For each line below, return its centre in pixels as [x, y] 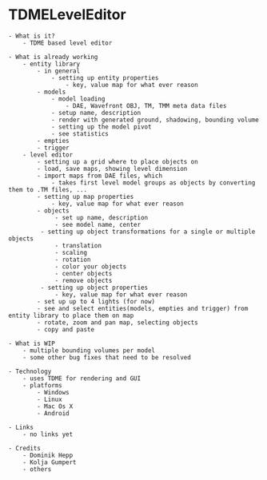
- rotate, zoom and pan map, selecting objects [118, 322]
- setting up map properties [86, 196]
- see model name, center [98, 224]
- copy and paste [66, 329]
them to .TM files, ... [48, 189]
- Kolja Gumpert [50, 462]
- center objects [84, 273]
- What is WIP [32, 343]
